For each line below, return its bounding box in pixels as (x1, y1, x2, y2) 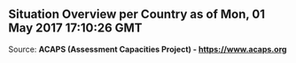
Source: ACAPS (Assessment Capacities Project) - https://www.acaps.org (8, 44, 287, 54)
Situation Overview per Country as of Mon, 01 (8, 7, 266, 22)
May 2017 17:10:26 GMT (8, 21, 143, 36)
